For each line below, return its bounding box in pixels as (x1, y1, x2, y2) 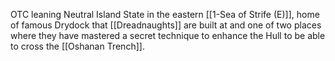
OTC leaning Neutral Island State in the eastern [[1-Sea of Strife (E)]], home (10, 9, 320, 20)
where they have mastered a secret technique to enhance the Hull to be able (10, 30, 326, 41)
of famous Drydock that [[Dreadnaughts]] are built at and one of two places (10, 19, 322, 31)
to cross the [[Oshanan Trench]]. (10, 40, 145, 52)
